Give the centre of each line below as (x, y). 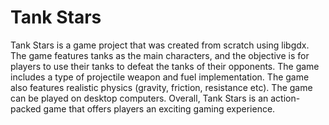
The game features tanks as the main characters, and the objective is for (160, 55)
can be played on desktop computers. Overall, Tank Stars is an (139, 98)
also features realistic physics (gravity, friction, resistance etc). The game (161, 87)
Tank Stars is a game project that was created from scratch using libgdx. (160, 45)
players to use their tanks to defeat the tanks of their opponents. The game (165, 66)
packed (26, 108)
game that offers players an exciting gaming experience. (159, 108)
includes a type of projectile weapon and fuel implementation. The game (160, 77)
